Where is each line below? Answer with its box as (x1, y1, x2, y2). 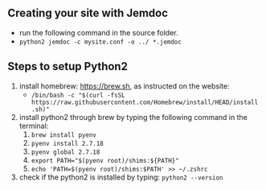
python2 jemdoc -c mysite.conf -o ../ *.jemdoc (18, 38, 182, 46)
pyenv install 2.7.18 (31, 139, 104, 147)
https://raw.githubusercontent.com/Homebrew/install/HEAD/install (31, 98, 259, 106)
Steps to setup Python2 (7, 60, 128, 73)
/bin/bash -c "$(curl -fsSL (31, 91, 125, 99)
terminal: (18, 121, 49, 130)
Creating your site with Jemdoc (7, 6, 169, 20)
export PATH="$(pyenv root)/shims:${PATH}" (31, 156, 180, 164)
